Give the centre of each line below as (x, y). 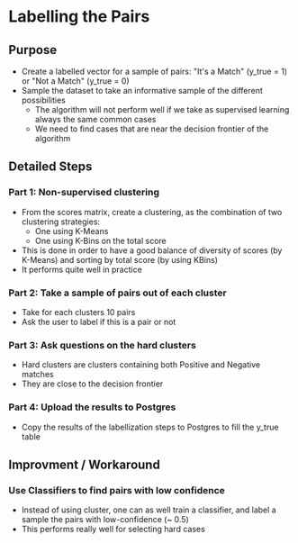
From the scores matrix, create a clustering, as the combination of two (152, 212)
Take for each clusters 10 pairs (78, 312)
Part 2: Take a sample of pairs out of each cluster (117, 293)
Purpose (33, 50)
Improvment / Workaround (85, 464)
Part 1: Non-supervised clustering (84, 193)
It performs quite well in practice (82, 269)
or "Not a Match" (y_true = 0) (75, 81)
